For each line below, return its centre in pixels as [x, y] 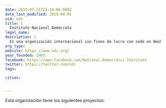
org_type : [15, 46]
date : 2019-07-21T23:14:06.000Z [38, 10]
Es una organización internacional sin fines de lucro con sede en [81, 42]
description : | [21, 37]
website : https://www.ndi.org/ [37, 51]
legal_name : [17, 32]
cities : [13, 78]
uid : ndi [14, 19]
